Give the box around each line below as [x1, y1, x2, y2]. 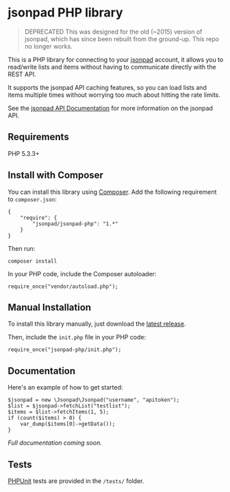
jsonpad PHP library [8, 5, 123, 21]
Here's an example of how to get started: [8, 383, 123, 392]
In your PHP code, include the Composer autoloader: [8, 269, 157, 278]
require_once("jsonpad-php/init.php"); [8, 346, 122, 353]
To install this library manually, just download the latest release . [8, 320, 186, 328]
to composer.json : [8, 194, 57, 203]
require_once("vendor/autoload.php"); [8, 283, 118, 290]
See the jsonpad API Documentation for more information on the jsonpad [8, 104, 213, 112]
